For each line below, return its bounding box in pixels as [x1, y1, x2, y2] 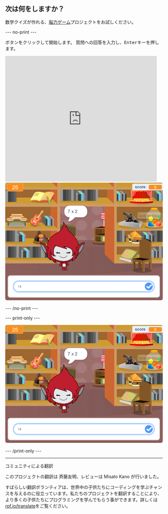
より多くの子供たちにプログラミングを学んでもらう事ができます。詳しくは [5, 497, 158, 502]
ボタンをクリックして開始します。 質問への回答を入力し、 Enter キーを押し [5, 39, 159, 45]
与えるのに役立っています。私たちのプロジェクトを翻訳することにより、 [13, 490, 162, 496]
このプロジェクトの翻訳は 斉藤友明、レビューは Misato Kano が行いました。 [5, 473, 161, 479]
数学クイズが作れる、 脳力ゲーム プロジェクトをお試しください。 [5, 19, 136, 25]
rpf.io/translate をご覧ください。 [5, 503, 71, 509]
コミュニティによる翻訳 [5, 463, 53, 469]
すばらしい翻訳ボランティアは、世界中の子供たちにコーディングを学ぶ [5, 484, 149, 490]
